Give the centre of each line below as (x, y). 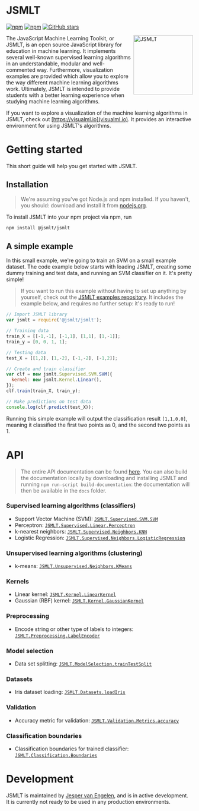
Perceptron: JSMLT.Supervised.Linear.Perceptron (75, 525)
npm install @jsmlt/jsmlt (38, 228)
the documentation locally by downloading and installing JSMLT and (104, 478)
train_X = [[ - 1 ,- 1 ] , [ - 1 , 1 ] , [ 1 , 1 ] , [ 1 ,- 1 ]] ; (63, 336)
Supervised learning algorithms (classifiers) (71, 506)
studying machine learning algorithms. (53, 101)
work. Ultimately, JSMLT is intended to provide (63, 89)
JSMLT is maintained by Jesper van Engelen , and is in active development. (97, 795)
